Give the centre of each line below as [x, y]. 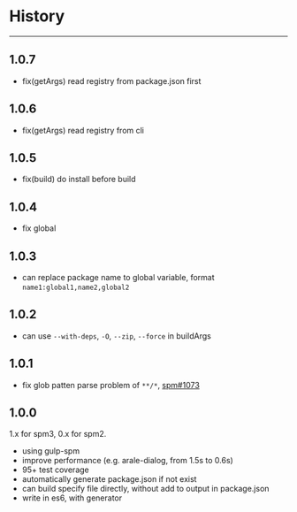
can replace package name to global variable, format [118, 277]
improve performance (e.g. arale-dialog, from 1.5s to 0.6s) [128, 461]
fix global [39, 228]
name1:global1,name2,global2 [76, 287]
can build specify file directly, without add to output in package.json [145, 489]
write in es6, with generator [72, 498]
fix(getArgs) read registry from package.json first [111, 80]
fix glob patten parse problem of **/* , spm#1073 [111, 385]
